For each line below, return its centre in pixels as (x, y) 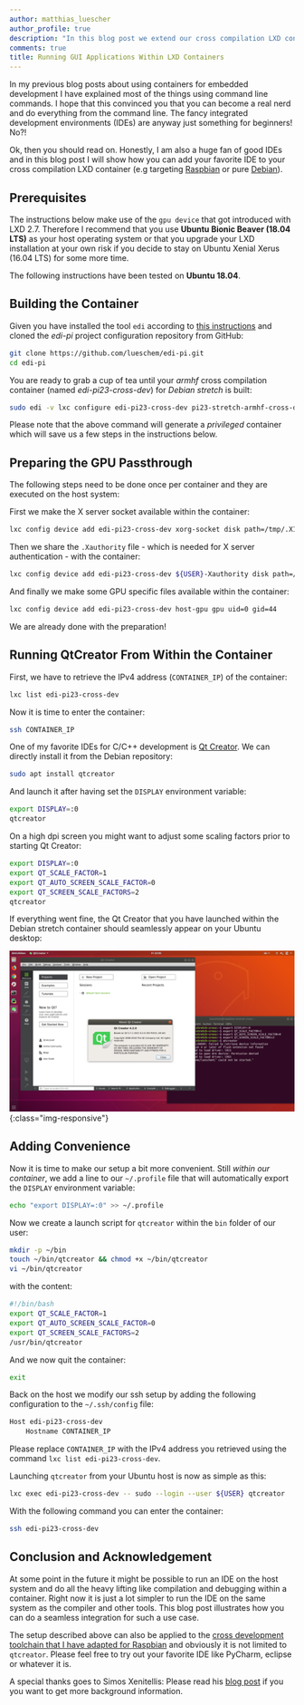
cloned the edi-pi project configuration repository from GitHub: (127, 335)
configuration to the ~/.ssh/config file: (81, 1404)
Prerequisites (48, 198)
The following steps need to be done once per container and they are (139, 485)
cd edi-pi (28, 362)
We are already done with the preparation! (88, 626)
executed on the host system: (65, 495)
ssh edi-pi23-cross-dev (54, 1529)
